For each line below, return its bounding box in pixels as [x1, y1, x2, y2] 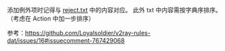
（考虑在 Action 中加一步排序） [7, 14, 95, 22]
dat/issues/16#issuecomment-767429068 [7, 37, 125, 44]
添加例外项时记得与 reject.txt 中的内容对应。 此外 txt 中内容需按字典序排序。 [7, 6, 222, 14]
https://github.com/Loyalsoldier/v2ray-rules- [25, 29, 151, 37]
